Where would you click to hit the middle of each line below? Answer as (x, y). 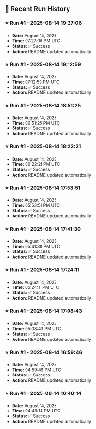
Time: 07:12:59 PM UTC (36, 82)
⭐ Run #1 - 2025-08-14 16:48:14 (43, 393)
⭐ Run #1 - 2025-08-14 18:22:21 (43, 146)
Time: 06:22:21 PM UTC (36, 164)
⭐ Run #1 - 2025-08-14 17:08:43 (43, 311)
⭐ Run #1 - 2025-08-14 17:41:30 (43, 229)
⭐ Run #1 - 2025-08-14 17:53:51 (43, 188)
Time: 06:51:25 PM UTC (36, 123)
